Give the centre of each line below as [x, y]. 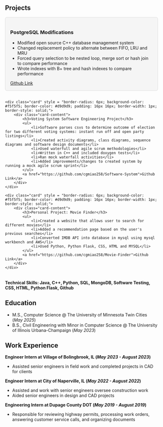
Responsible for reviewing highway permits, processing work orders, [81, 414]
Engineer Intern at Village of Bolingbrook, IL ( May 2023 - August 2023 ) [78, 357]
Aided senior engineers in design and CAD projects [63, 395]
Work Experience [32, 345]
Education [21, 303]
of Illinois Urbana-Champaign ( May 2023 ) [54, 330]
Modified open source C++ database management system [76, 43]
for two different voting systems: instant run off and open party [75, 132]
